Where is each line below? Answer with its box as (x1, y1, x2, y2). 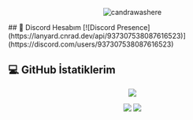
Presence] (117, 23, 150, 32)
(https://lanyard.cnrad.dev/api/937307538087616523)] (8, 32, 187, 40)
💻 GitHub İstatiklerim (8, 63, 116, 77)
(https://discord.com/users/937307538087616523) (8, 39, 174, 49)
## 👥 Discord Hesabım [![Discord (8, 23, 116, 32)
